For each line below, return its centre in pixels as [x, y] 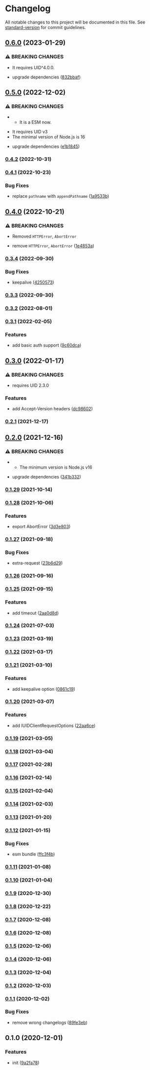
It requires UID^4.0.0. [33, 67]
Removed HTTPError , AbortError [44, 237]
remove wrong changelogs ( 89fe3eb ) [50, 1022]
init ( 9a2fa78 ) [26, 1063]
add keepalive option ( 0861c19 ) [44, 689]
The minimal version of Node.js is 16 [49, 137]
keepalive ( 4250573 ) [33, 282]
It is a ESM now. [35, 122]
